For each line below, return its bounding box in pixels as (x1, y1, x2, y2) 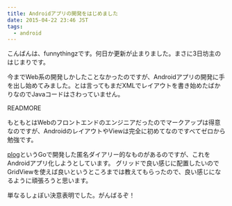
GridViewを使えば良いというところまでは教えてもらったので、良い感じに (7, 168, 215, 176)
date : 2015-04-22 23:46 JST (7, 17, 89, 24)
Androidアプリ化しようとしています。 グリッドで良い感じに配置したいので (7, 159, 220, 167)
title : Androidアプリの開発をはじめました (7, 10, 118, 17)
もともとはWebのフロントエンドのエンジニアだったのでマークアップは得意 (7, 119, 221, 127)
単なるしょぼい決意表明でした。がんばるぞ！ (7, 191, 135, 200)
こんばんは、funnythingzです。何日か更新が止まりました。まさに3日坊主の (7, 49, 221, 58)
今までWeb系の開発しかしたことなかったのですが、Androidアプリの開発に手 (7, 73, 226, 81)
